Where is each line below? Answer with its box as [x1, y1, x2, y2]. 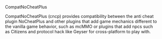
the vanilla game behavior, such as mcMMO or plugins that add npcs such [5, 24, 153, 29]
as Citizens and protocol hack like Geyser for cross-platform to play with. [5, 29, 151, 34]
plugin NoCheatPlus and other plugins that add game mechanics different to [5, 19, 157, 24]
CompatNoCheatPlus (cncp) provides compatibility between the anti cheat [5, 13, 154, 19]
